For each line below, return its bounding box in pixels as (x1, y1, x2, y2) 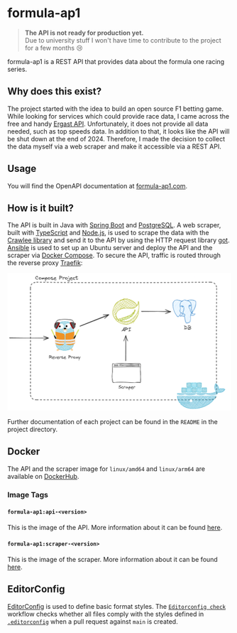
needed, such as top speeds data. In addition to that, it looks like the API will (7, 126, 230, 136)
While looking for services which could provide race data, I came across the (7, 112, 229, 120)
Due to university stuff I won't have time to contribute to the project (24, 36, 221, 44)
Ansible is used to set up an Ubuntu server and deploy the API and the (7, 244, 213, 252)
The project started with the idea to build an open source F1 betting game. (7, 104, 224, 113)
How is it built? (7, 202, 75, 214)
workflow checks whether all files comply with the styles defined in (7, 610, 204, 618)
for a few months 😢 (24, 43, 83, 52)
